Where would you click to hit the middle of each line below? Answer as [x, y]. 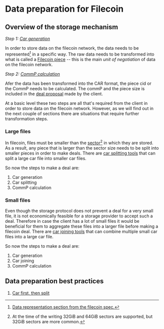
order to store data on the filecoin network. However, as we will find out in [79, 108]
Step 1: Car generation [28, 39]
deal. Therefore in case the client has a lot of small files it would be [72, 221]
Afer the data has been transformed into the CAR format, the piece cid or [78, 83]
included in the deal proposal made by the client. [54, 94]
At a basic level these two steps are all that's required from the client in [76, 103]
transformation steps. [27, 118]
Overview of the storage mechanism [61, 27]
